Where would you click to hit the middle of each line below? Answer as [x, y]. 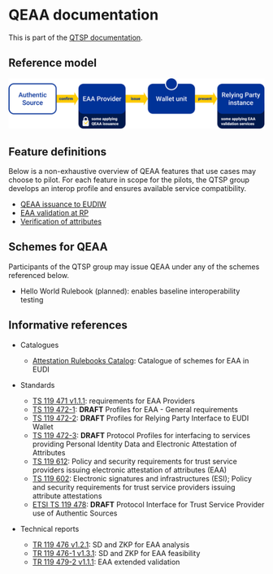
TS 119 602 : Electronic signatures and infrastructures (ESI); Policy [142, 478]
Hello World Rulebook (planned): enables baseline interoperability [130, 291]
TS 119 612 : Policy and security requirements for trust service [134, 461]
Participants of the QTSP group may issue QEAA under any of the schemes [134, 267]
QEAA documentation [84, 15]
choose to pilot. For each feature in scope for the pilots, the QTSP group [129, 180]
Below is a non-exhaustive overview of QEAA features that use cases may [132, 171]
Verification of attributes [61, 221]
